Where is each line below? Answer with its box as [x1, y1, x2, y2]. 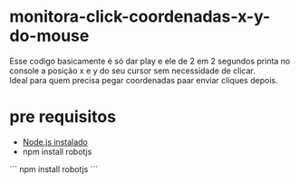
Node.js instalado [22, 136, 89, 147]
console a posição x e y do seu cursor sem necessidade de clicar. [9, 65, 256, 76]
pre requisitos [9, 107, 116, 128]
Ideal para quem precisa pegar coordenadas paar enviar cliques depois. [9, 74, 278, 85]
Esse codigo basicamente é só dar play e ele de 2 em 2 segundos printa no [9, 55, 291, 66]
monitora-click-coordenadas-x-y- [9, 6, 271, 27]
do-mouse [9, 25, 90, 46]
